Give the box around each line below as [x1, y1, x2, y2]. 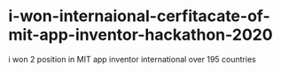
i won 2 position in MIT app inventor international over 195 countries [8, 54, 256, 64]
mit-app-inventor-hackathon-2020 [8, 25, 273, 45]
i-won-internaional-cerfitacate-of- [8, 6, 271, 26]
